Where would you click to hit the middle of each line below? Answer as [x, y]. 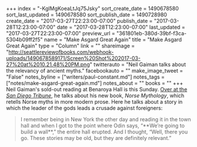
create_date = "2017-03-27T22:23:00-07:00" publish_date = [79, 21]
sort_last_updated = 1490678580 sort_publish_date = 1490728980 [87, 15]
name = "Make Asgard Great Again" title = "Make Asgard [113, 40]
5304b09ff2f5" [24, 40]
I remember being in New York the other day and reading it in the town [106, 119]
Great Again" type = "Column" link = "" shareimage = [71, 46]
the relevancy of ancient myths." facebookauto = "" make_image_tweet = [95, 71]
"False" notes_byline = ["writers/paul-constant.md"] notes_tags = [86, 77]
